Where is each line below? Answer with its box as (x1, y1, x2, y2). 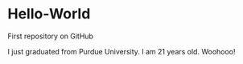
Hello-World (7, 5, 91, 23)
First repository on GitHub (7, 31, 94, 41)
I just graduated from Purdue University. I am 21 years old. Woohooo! (7, 46, 236, 56)
